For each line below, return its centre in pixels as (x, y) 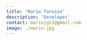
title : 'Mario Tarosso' (36, 11)
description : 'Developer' (38, 17)
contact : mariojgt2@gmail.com (44, 22)
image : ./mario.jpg (30, 28)
